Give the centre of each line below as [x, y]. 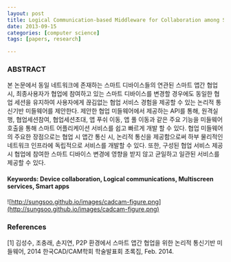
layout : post [26, 13]
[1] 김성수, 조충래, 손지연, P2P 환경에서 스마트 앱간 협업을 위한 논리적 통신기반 [111, 243]
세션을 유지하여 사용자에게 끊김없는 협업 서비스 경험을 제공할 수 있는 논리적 [114, 102]
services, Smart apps [38, 186]
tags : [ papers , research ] [44, 39]
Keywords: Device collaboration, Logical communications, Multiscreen [110, 179]
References [27, 227]
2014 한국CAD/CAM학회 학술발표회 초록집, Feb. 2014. [100, 251]
